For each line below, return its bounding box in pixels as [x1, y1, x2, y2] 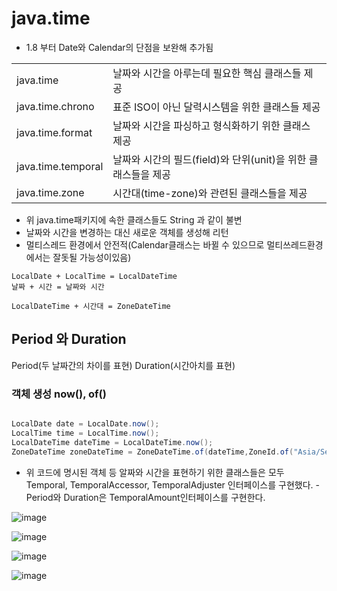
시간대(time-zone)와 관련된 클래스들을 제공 [112, 186, 308, 200]
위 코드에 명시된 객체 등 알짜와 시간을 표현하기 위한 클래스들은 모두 [25, 466, 285, 478]
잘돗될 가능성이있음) [52, 251, 132, 263]
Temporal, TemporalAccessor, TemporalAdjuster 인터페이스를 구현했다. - [25, 478, 320, 491]
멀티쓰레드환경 [266, 238, 324, 251]
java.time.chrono [16, 99, 95, 113]
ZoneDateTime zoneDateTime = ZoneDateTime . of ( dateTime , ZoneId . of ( [11, 447, 294, 457]
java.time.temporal [16, 159, 104, 173]
